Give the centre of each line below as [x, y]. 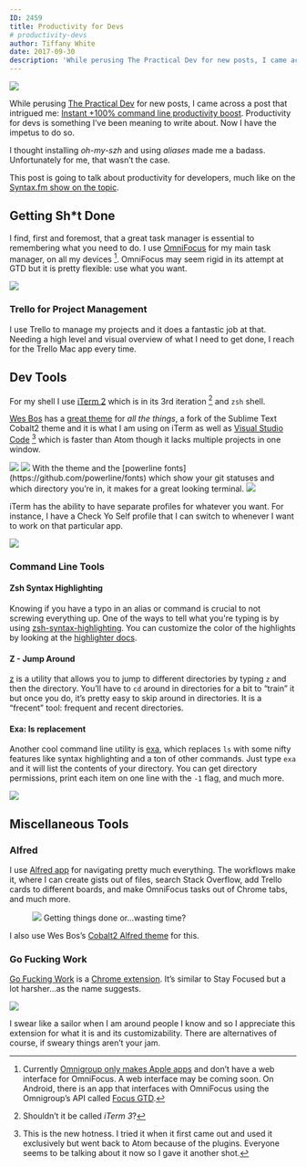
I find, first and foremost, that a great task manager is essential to [132, 237]
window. [25, 449]
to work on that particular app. [66, 525]
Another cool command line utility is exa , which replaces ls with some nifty [150, 749]
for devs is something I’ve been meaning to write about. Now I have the [143, 123]
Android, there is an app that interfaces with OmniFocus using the [146, 1088]
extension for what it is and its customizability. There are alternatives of [143, 1034]
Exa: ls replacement [48, 729]
